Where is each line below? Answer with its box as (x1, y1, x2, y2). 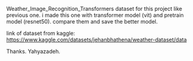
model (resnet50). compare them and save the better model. (6, 18, 158, 25)
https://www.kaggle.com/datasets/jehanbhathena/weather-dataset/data (6, 36, 187, 43)
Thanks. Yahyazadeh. (6, 48, 61, 55)
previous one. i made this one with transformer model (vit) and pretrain (6, 11, 184, 19)
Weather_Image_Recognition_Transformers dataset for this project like (6, 5, 183, 12)
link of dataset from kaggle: (6, 30, 75, 37)
